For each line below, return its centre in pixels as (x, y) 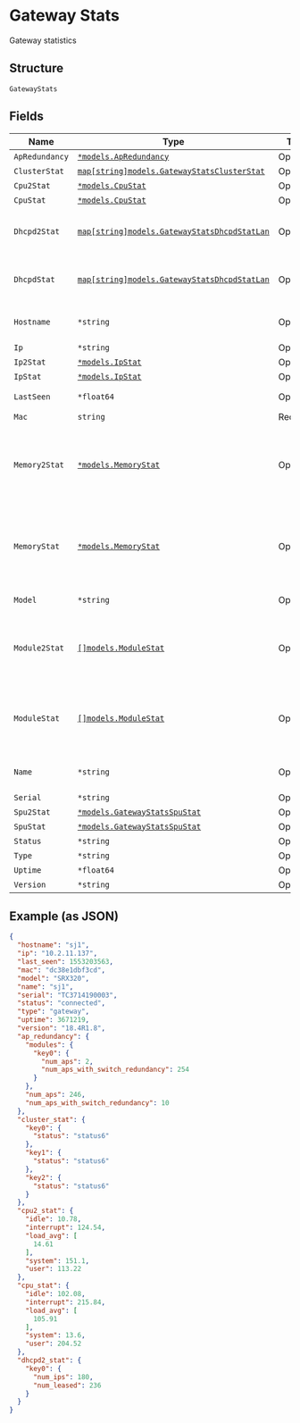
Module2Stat (39, 648)
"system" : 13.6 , (56, 1335)
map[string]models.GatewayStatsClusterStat (171, 171)
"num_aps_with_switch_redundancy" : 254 (116, 1070)
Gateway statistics (43, 40)
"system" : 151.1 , (58, 1260)
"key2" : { (44, 1177)
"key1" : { (44, 1153)
